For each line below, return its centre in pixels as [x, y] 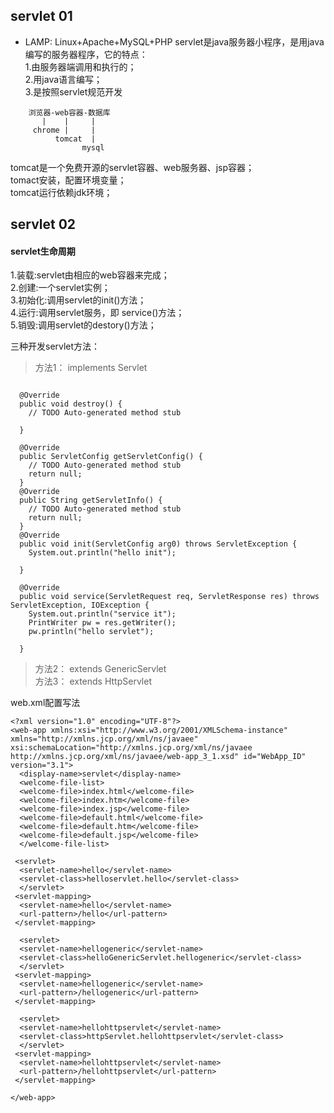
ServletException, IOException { [80, 605]
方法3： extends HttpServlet [93, 681]
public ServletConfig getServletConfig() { [111, 457]
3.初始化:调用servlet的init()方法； [78, 300]
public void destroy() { [71, 404]
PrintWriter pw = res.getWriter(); [102, 623]
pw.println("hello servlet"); [91, 632]
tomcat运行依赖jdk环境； [61, 192]
